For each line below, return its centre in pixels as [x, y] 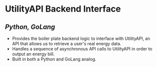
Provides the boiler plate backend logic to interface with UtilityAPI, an [81, 38]
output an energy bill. [33, 54]
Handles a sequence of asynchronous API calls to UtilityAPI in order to [82, 49]
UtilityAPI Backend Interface [63, 9]
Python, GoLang [30, 27]
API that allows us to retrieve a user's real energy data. [67, 44]
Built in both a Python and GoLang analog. [54, 59]
